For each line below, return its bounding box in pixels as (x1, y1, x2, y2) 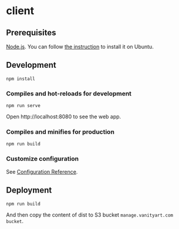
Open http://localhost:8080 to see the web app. (6, 113, 121, 120)
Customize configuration (6, 155, 79, 163)
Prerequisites (6, 28, 56, 38)
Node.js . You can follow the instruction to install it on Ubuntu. (6, 43, 154, 50)
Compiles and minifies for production (6, 128, 114, 136)
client (6, 4, 35, 18)
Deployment (6, 185, 52, 195)
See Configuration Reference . (6, 168, 78, 175)
